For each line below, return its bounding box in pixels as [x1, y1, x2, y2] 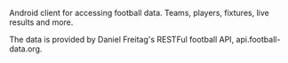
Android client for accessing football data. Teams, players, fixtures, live [9, 8, 269, 18]
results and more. [9, 17, 74, 28]
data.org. [9, 43, 43, 54]
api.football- [236, 35, 281, 44]
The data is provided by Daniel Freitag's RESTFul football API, [9, 35, 235, 44]
